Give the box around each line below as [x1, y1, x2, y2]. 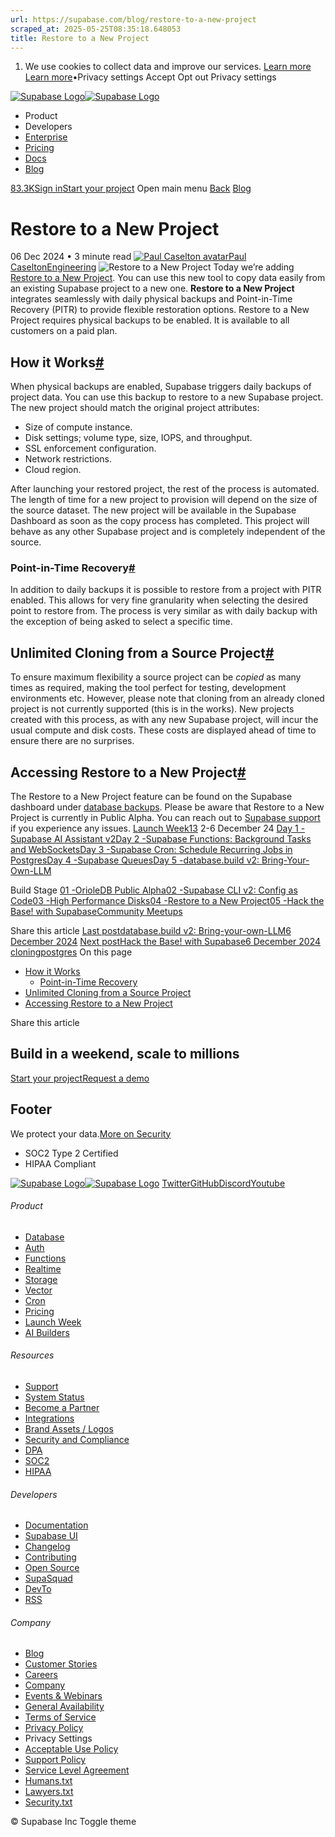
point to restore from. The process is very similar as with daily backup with [10, 605, 318, 617]
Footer [10, 1101, 53, 1118]
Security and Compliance [24, 1434, 130, 1446]
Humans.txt [24, 1775, 73, 1787]
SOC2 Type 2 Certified [24, 1147, 119, 1159]
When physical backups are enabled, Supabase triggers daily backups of [10, 381, 312, 393]
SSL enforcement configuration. [24, 442, 157, 455]
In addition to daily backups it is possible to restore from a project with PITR [10, 584, 322, 596]
